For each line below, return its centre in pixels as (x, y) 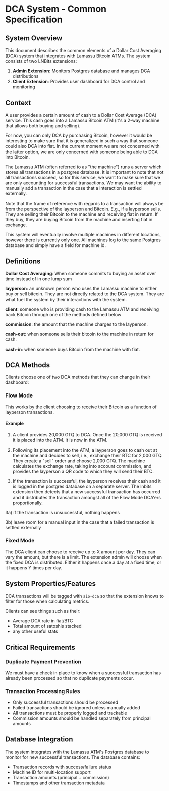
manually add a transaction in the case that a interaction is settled (74, 188)
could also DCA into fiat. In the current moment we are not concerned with (82, 146)
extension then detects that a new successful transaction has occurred (86, 492)
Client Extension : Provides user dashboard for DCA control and (79, 82)
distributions (25, 76)
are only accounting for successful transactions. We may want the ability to (83, 183)
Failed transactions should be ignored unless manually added (76, 708)
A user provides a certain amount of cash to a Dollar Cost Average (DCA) (81, 115)
